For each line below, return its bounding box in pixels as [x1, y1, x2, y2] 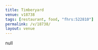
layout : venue [5, 26, 35, 31]
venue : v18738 [5, 12, 35, 17]
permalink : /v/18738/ [5, 21, 51, 27]
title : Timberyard [5, 7, 44, 13]
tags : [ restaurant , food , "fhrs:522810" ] [5, 17, 94, 22]
